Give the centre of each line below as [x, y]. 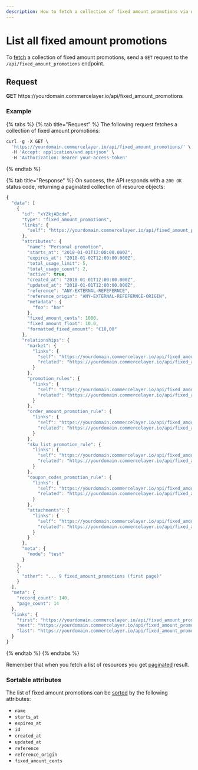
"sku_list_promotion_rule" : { [64, 444]
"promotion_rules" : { [54, 379]
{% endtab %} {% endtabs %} [43, 653]
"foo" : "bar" [48, 307]
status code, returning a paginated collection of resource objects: [85, 187]
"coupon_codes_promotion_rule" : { [70, 477]
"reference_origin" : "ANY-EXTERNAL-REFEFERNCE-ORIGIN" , [97, 296]
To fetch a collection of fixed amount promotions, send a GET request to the [97, 57]
